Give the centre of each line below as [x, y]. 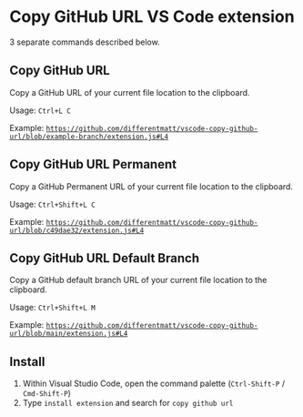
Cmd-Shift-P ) [46, 393]
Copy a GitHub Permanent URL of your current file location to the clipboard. [151, 186]
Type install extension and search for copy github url [128, 403]
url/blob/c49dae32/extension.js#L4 [77, 230]
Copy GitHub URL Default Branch [105, 258]
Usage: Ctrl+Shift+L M [52, 308]
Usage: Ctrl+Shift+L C [52, 204]
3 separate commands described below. [85, 42]
